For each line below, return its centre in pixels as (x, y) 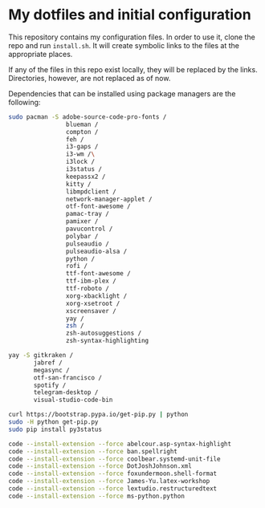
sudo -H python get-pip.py (53, 422)
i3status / (84, 169)
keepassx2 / (86, 177)
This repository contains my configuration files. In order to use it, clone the (132, 37)
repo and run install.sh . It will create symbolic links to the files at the (124, 45)
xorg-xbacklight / (96, 296)
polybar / (82, 236)
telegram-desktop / (66, 392)
